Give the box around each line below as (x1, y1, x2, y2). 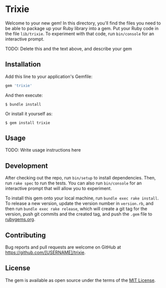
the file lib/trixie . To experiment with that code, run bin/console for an (5, 30, 154, 36)
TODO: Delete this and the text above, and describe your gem (5, 45, 132, 51)
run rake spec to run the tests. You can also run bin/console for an (5, 180, 142, 186)
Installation (5, 60, 41, 68)
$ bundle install (5, 101, 41, 107)
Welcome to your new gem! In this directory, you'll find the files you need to (5, 20, 161, 26)
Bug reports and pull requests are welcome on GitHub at (5, 244, 121, 250)
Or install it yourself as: (5, 110, 52, 116)
